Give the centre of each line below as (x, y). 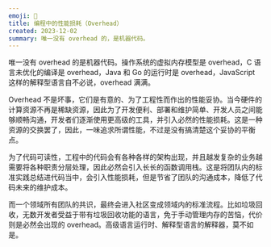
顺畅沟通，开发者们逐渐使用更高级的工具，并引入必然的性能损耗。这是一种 (139, 120)
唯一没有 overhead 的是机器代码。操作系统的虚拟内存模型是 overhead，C (130, 62)
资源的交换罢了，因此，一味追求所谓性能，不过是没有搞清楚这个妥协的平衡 (132, 130)
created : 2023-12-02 (43, 31)
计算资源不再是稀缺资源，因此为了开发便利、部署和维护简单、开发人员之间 (132, 110)
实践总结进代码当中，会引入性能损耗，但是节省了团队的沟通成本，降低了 (135, 178)
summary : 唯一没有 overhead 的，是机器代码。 (79, 38)
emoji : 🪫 (23, 16)
